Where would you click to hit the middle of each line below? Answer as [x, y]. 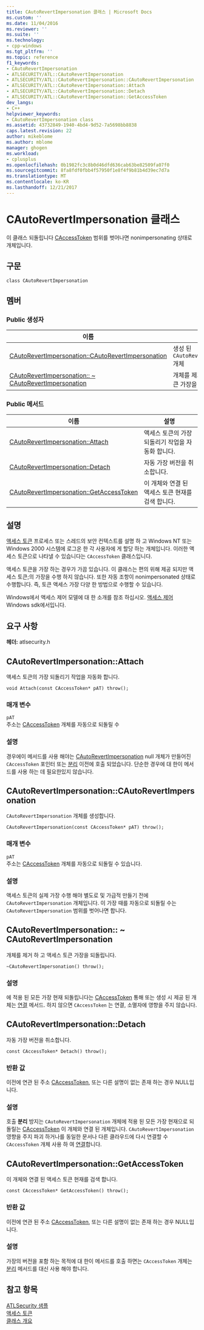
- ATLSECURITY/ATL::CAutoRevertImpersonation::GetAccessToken [87, 97]
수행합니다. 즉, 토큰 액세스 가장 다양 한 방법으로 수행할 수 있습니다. [85, 585]
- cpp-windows [24, 46]
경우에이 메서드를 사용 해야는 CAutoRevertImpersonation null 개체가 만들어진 [99, 756]
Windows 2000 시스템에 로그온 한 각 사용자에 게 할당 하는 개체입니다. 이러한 [97, 549]
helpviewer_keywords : [34, 114]
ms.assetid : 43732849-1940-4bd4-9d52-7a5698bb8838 [72, 125]
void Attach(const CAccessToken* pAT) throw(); [68, 688]
